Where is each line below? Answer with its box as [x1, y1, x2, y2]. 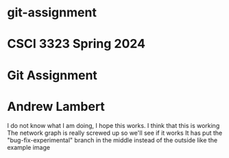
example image [7, 143, 50, 151]
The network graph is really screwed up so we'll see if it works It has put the [7, 129, 223, 137]
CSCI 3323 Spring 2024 [7, 36, 146, 52]
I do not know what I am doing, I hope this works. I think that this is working [7, 121, 220, 129]
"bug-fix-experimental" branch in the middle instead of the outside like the [7, 135, 218, 144]
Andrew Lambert [7, 98, 105, 114]
